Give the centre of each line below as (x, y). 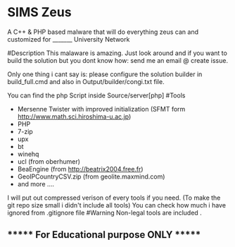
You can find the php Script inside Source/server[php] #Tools (96, 95)
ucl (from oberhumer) (49, 161)
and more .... (36, 183)
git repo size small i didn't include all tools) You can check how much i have (117, 205)
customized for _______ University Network (69, 39)
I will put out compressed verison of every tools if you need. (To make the (114, 198)
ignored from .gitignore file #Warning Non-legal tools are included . (104, 212)
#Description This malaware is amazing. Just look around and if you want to (117, 53)
